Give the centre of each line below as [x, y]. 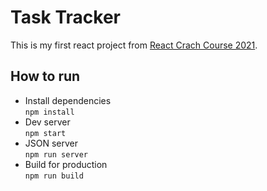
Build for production [66, 164]
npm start [45, 133]
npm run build [54, 176]
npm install [49, 112]
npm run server [56, 154]
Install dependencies [68, 100]
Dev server [47, 122]
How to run [45, 76]
